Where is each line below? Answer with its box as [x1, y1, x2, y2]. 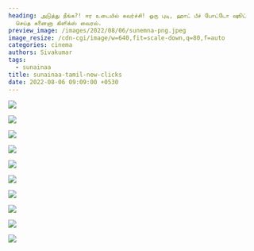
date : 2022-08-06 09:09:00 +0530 [8, 78, 119, 86]
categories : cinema [8, 41, 73, 49]
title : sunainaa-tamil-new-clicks [8, 71, 123, 79]
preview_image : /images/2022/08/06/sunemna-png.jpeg [8, 26, 187, 34]
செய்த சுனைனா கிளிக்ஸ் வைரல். [15, 19, 102, 27]
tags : [8, 56, 26, 64]
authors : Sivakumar [8, 48, 73, 56]
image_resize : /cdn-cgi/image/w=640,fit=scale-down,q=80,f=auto [8, 33, 225, 42]
